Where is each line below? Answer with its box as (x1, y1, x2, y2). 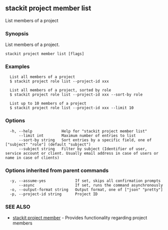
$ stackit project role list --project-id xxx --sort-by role (10, 92, 143, 98)
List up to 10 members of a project (10, 101, 87, 106)
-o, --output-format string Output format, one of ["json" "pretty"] (10, 187, 163, 192)
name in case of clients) (5, 155, 59, 160)
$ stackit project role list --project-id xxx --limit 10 (10, 106, 134, 111)
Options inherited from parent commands (5, 167, 109, 174)
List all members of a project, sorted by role (10, 88, 112, 93)
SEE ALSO (5, 203, 31, 210)
